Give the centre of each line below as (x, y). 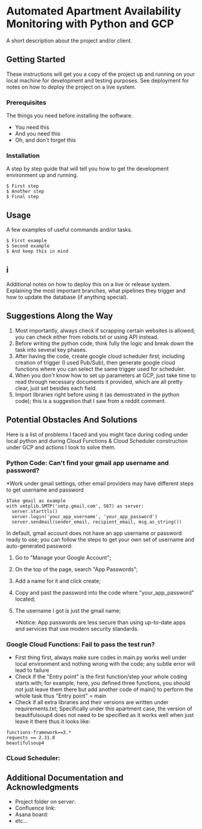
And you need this (38, 134)
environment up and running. (42, 175)
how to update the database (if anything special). (67, 297)
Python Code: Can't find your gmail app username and (87, 463)
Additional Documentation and (65, 777)
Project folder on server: (45, 801)
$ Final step (23, 197)
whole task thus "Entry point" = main (61, 696)
